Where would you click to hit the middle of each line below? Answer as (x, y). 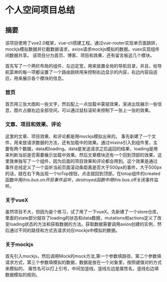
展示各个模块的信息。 (44, 78)
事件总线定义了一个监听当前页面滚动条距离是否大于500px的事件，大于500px (83, 167)
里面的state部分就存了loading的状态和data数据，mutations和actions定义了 (81, 218)
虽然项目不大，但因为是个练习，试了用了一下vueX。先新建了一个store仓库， (83, 211)
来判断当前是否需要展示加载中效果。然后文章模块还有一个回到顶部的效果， (81, 155)
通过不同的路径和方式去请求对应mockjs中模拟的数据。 (65, 230)
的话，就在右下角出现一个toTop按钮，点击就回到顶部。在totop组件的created (83, 173)
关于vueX (17, 200)
